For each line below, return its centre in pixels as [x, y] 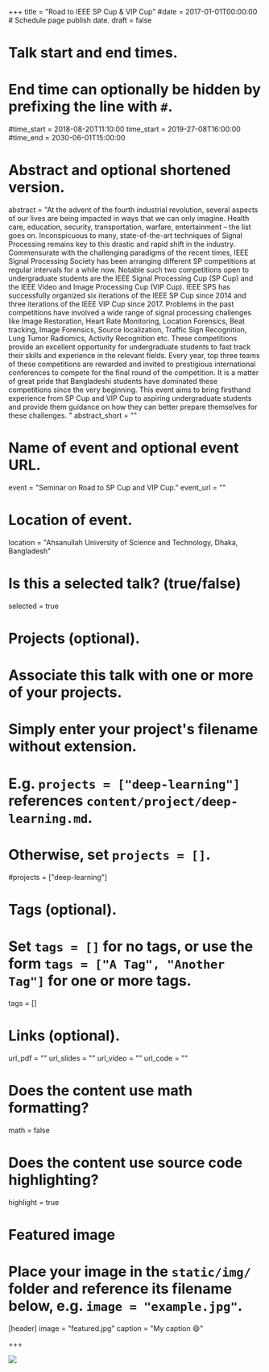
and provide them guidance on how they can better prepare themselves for [133, 407]
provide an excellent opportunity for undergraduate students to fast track [130, 347]
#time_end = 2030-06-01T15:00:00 [67, 138]
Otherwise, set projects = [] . [110, 855]
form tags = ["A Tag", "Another [117, 963]
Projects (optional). [74, 638]
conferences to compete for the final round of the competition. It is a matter [134, 373]
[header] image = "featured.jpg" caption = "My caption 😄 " [106, 1328]
